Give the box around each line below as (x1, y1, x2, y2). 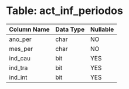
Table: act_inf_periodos (6, 4, 123, 18)
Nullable (90, 25, 114, 33)
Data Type (55, 25, 85, 33)
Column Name (9, 25, 50, 33)
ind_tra (9, 63, 28, 71)
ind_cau (9, 54, 31, 62)
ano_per (9, 35, 32, 43)
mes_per (9, 44, 33, 53)
